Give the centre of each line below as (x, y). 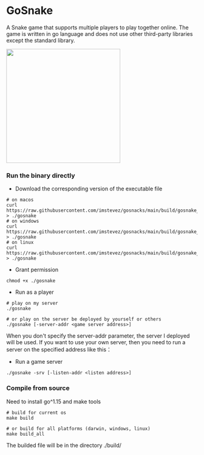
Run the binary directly (41, 175)
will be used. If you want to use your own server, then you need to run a (96, 342)
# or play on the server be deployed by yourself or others (84, 319)
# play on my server (32, 304)
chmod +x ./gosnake (31, 281)
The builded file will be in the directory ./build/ (64, 445)
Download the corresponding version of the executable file (89, 189)
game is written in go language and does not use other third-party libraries (100, 33)
